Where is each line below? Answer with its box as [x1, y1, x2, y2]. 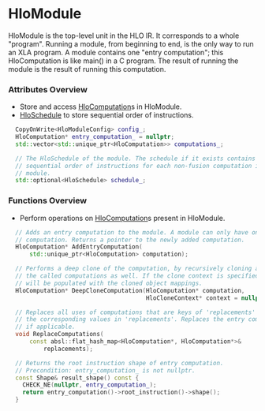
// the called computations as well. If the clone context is [15, 272, 224, 280]
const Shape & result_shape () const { [15, 374, 140, 382]
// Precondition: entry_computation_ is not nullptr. [15, 366, 196, 375]
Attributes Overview [8, 84, 88, 95]
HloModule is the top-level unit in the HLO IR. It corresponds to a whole [8, 31, 240, 40]
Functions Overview [8, 195, 88, 206]
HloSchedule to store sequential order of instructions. [19, 110, 195, 120]
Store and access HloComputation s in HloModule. [19, 102, 182, 111]
